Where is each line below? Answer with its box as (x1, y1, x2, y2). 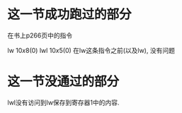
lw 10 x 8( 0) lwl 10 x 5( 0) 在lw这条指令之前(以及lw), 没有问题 (7, 46, 176, 54)
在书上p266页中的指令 (7, 31, 73, 40)
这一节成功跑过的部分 (7, 6, 132, 23)
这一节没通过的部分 (7, 73, 120, 90)
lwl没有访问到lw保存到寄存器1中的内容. (7, 98, 120, 107)
